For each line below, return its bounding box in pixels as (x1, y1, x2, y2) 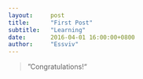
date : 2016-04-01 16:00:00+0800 (8, 33, 135, 41)
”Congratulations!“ (27, 62, 88, 71)
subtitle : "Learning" (8, 26, 86, 34)
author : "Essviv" (8, 41, 79, 48)
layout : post (8, 11, 65, 20)
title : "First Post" (8, 19, 93, 27)
